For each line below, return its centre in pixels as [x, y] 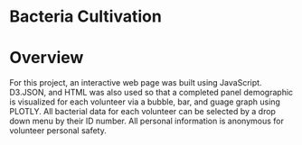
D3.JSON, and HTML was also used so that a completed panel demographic [151, 93]
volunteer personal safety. [58, 131]
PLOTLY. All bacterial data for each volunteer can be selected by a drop [142, 112]
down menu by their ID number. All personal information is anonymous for [147, 121]
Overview [47, 58]
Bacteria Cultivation [86, 17]
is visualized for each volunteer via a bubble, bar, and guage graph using [145, 102]
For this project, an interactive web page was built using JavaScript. [136, 83]
